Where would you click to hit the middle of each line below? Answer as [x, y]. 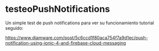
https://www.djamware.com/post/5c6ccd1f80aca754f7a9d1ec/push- [76, 38]
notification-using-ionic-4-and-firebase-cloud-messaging [66, 43]
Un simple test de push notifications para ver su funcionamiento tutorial [80, 23]
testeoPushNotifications [58, 9]
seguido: [14, 28]
